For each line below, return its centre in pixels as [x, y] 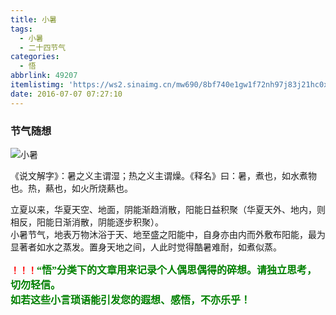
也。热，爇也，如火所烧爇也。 [71, 188]
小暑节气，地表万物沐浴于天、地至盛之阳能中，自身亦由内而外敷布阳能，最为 [168, 234]
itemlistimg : [37, 85]
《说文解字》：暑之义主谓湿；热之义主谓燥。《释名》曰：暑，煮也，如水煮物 [163, 175]
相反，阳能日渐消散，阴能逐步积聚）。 [87, 222]
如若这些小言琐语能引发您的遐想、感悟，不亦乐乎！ [131, 300]
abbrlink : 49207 [44, 76]
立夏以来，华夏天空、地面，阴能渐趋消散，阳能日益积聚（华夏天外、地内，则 [168, 209]
